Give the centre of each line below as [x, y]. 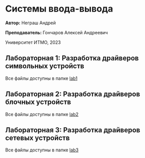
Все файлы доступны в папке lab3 [42, 150]
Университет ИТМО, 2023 [33, 42]
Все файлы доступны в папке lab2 [42, 114]
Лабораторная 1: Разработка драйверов [72, 58]
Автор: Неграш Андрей [31, 23]
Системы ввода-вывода [59, 9]
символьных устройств [45, 66]
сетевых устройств [37, 138]
